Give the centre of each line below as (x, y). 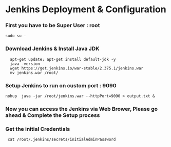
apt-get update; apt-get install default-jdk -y (63, 59)
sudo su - (16, 36)
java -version (25, 64)
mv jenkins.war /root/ (34, 72)
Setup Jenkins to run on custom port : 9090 (61, 85)
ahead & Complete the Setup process (53, 115)
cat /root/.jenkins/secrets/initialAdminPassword (62, 140)
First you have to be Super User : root (53, 26)
